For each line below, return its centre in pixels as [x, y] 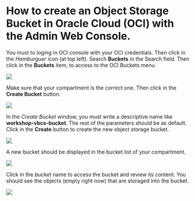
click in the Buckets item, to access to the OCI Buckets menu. [81, 65]
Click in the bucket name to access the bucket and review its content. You [96, 174]
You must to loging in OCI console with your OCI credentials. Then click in [96, 52]
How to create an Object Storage [87, 11]
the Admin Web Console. [69, 36]
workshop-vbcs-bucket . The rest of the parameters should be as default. [97, 123]
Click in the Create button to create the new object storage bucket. [88, 129]
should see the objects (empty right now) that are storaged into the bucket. [97, 181]
